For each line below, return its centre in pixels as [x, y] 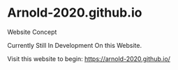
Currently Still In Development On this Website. [74, 45]
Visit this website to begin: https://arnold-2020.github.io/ [89, 59]
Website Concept [32, 32]
